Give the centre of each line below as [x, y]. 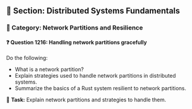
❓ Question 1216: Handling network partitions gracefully [77, 42]
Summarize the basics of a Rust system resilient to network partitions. [100, 88]
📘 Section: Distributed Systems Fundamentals [93, 11]
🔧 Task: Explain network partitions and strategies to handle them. [86, 100]
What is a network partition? [49, 69]
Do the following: [27, 57]
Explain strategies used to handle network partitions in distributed [95, 75]
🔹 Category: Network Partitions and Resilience [75, 28]
